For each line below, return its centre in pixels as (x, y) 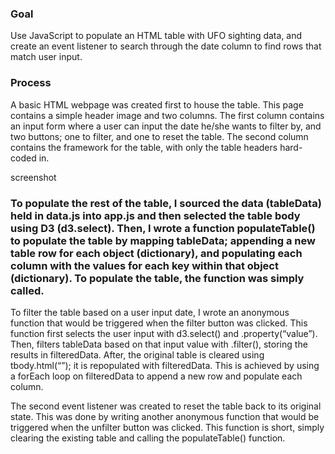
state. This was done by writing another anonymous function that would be (165, 416)
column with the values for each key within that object (144, 265)
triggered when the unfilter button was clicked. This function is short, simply (167, 427)
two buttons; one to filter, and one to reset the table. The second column (159, 136)
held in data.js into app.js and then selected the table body (155, 215)
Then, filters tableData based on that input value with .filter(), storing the (159, 344)
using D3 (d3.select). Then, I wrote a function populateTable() (163, 228)
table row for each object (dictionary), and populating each (156, 253)
